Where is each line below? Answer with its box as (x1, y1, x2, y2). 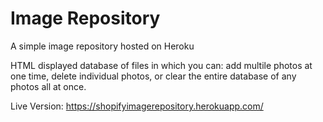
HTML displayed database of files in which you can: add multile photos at (10, 59, 313, 71)
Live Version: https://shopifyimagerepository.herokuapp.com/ (10, 100, 264, 112)
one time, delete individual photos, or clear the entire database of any (10, 70, 297, 82)
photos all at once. (10, 80, 87, 92)
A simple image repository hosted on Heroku (10, 40, 195, 52)
